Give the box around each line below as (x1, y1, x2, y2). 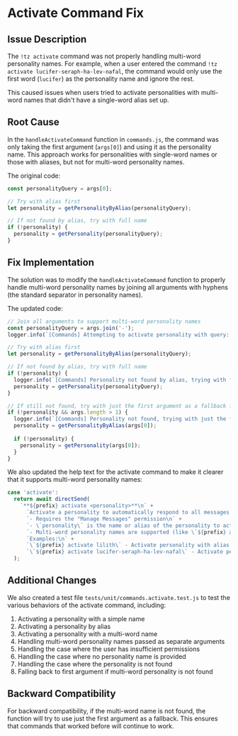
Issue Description (7, 33, 87, 45)
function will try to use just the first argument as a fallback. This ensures (7, 714, 218, 723)
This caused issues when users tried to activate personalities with (7, 89, 200, 96)
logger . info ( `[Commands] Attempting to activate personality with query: (7, 331, 230, 338)
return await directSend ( (13, 496, 91, 503)
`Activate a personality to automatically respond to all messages (25, 509, 230, 516)
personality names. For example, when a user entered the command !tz (7, 60, 218, 68)
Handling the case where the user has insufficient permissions (17, 645, 200, 653)
